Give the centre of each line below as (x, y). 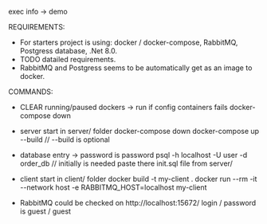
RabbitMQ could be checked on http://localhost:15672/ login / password (138, 203)
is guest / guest (45, 211)
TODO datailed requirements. (68, 59)
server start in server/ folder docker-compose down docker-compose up (139, 131)
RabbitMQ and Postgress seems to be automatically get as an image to (136, 68)
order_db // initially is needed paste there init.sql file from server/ (126, 163)
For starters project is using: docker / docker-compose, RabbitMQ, (129, 42)
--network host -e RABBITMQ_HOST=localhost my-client (113, 187)
